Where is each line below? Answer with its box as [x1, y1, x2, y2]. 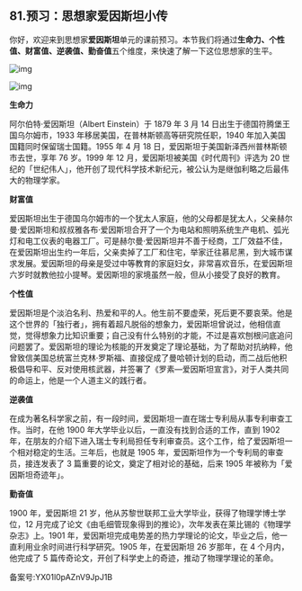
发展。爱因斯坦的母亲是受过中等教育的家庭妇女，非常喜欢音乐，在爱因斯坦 [16, 257, 293, 268]
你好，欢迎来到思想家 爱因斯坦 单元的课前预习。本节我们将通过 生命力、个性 [9, 34, 285, 45]
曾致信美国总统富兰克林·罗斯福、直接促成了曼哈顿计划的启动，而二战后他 [9, 352, 280, 363]
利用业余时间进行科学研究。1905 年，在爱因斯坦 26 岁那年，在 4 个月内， [16, 541, 289, 551]
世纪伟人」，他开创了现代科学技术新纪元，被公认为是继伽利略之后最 [32, 163, 281, 174]
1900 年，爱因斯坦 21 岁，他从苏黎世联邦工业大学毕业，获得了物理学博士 [9, 507, 279, 518]
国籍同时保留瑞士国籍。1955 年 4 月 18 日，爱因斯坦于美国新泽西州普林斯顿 [9, 140, 288, 151]
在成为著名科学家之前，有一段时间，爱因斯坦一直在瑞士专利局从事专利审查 [9, 413, 285, 424]
